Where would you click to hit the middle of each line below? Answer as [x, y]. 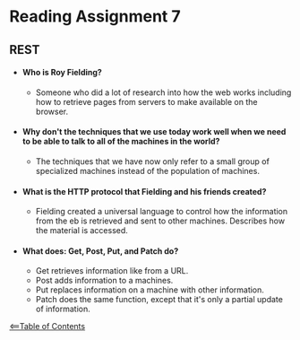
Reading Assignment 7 [95, 17]
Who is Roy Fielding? [62, 73]
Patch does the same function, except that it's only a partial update [159, 300]
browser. [52, 111]
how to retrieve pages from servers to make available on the [146, 101]
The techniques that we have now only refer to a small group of [153, 161]
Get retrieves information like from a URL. [112, 271]
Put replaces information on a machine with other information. [150, 290]
